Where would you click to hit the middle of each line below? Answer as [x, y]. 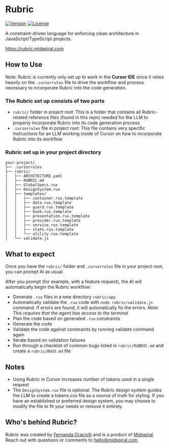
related [20, 118]
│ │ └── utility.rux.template [42, 234]
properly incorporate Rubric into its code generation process [76, 123]
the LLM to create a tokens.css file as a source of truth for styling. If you [88, 395]
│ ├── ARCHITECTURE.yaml [34, 176]
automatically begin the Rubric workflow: [48, 287]
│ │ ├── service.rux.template [42, 225]
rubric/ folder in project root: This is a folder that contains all [77, 112]
